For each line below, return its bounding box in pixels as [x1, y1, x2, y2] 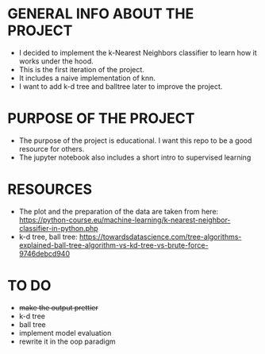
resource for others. [18, 144, 85, 153]
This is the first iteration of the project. [18, 64, 144, 74]
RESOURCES [7, 180, 93, 198]
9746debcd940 [18, 248, 71, 258]
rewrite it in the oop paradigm [18, 337, 116, 346]
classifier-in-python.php [18, 223, 98, 233]
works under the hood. [18, 56, 94, 66]
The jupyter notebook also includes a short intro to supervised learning [18, 152, 252, 162]
